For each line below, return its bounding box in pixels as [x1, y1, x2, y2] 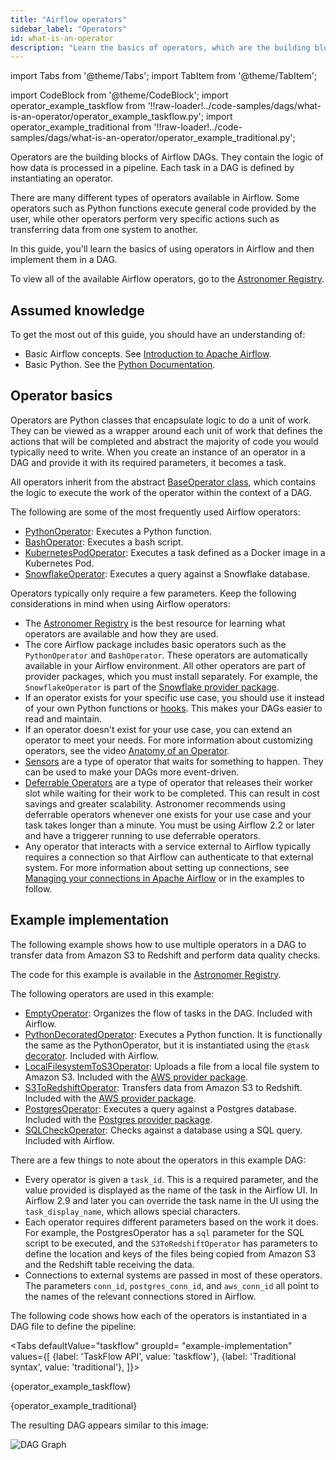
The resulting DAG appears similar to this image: [10, 1419, 210, 1431]
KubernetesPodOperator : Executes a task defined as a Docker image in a [24, 546, 326, 558]
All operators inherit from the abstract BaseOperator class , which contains [10, 476, 317, 488]
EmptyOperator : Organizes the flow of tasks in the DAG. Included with [24, 1007, 313, 1019]
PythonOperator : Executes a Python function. [24, 525, 212, 537]
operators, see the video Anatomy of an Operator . [24, 744, 230, 756]
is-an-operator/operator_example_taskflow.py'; [10, 111, 204, 123]
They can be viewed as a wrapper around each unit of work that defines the [10, 424, 323, 436]
